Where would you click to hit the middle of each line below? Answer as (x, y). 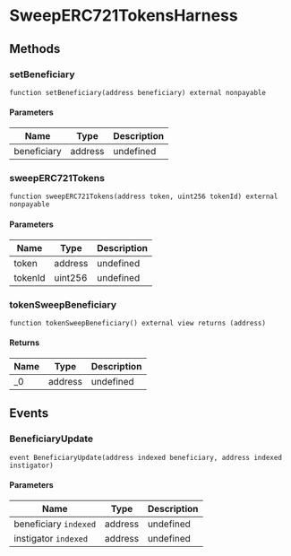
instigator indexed (51, 538)
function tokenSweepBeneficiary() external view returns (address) (138, 323)
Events (29, 413)
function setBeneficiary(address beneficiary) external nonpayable (138, 92)
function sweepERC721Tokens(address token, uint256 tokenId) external (144, 197)
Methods (35, 49)
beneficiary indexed (55, 524)
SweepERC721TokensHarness (124, 16)
